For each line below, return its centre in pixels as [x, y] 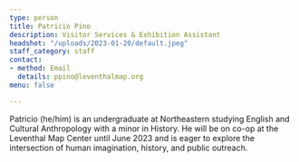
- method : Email [40, 69]
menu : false [32, 85]
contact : [26, 60]
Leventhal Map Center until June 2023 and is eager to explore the [132, 138]
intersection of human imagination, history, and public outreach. [129, 148]
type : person [34, 18]
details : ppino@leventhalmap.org [81, 77]
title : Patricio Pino [50, 26]
